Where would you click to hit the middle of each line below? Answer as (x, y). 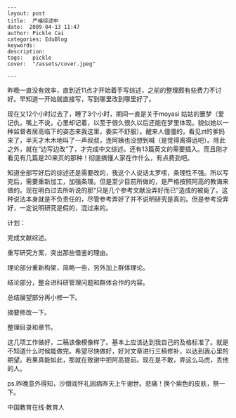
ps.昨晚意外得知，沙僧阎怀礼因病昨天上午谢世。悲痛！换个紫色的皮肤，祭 (113, 383)
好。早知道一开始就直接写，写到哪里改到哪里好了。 (81, 99)
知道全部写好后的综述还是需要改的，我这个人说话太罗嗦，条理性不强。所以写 (118, 172)
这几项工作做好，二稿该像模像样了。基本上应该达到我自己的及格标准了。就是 (118, 342)
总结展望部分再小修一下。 (44, 297)
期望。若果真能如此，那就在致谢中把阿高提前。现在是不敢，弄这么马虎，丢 (115, 360)
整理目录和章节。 (32, 327)
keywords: (22, 46)
